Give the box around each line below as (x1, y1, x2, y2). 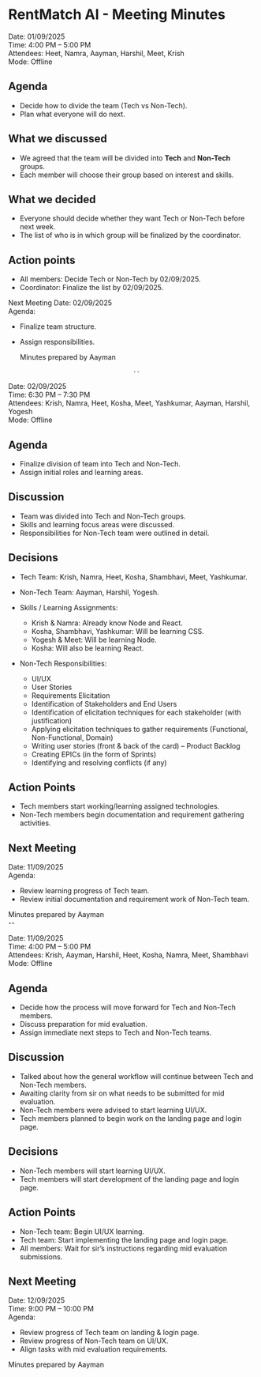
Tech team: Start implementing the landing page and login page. (19, 1235, 229, 1244)
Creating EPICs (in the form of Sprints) (31, 749, 157, 759)
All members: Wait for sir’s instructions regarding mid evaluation (19, 1243, 228, 1253)
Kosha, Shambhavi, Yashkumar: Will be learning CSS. (31, 626, 205, 636)
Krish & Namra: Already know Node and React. (31, 618, 184, 628)
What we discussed (8, 132, 108, 145)
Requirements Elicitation (31, 690, 110, 700)
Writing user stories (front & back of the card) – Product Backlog (31, 741, 240, 750)
